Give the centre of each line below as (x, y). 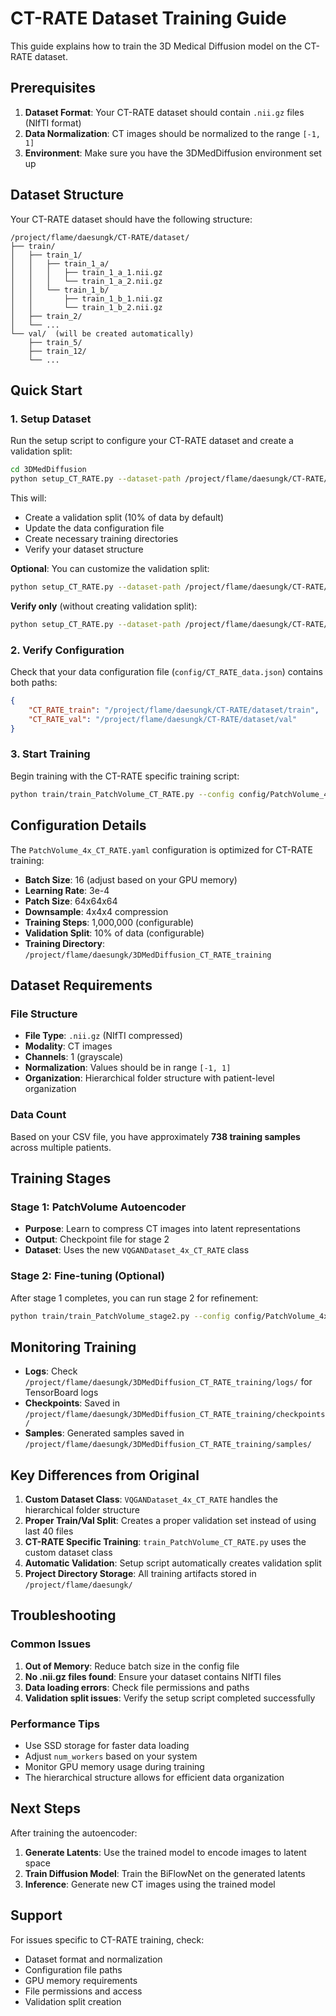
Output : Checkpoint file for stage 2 (97, 1239)
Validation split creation (73, 2001)
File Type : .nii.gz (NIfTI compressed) (103, 1036)
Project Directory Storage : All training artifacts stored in (140, 1573)
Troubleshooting (63, 1615)
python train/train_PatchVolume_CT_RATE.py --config (122, 794)
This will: (28, 498)
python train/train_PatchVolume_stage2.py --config (120, 1316)
